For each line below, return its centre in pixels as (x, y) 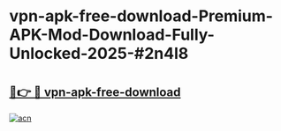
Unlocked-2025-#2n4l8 (99, 54)
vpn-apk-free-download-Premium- (141, 16)
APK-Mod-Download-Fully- (112, 35)
